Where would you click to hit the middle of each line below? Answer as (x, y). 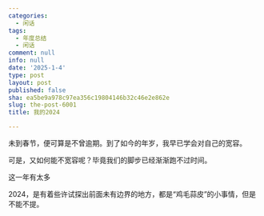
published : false (37, 90)
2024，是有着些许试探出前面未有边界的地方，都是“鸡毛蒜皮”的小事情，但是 (132, 194)
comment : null (32, 53)
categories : (28, 16)
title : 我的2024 (34, 113)
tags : (17, 30)
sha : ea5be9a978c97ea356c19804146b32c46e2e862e (89, 98)
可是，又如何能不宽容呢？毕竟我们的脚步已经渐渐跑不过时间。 (110, 160)
